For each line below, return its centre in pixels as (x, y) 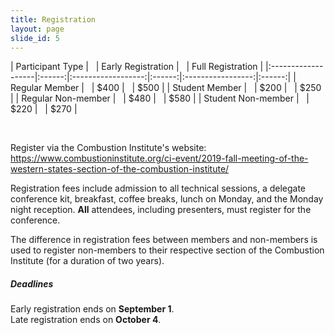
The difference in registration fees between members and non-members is (164, 240)
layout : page (37, 29)
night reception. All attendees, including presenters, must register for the (161, 210)
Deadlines (32, 283)
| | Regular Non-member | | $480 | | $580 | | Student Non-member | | (160, 98)
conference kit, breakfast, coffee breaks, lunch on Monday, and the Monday (167, 199)
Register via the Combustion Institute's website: (108, 148)
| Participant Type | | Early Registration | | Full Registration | (137, 67)
